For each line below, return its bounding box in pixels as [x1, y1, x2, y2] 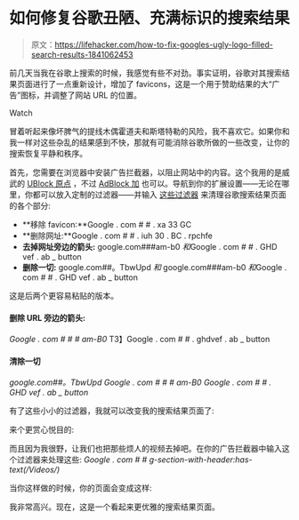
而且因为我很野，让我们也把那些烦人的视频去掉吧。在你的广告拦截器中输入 [9, 444, 282, 454]
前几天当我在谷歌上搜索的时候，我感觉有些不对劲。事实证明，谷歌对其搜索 [9, 68, 282, 78]
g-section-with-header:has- [149, 454, 253, 465]
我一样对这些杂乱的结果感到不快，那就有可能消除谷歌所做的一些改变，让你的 [9, 137, 290, 148]
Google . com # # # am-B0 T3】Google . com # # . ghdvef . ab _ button [9, 334, 271, 345]
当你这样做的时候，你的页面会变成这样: [9, 483, 153, 493]
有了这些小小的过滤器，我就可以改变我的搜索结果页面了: [9, 405, 215, 416]
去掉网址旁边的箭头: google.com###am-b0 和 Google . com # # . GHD [21, 241, 278, 252]
